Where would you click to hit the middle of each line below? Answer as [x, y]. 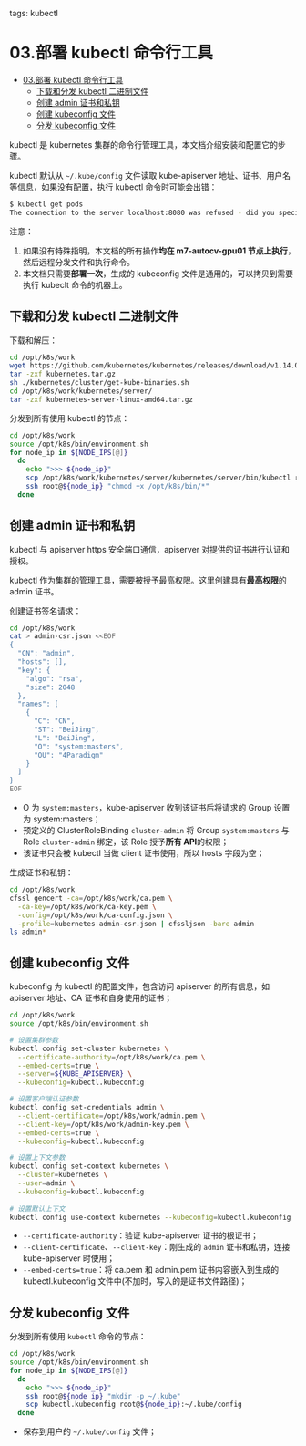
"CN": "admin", [46, 654]
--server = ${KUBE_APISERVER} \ [75, 1074]
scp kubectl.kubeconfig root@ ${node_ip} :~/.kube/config [134, 1405]
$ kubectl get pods [46, 204]
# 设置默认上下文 [37, 1208]
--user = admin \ [46, 1183]
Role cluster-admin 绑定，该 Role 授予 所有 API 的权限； [126, 842]
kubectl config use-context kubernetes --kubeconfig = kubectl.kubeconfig [150, 1217]
